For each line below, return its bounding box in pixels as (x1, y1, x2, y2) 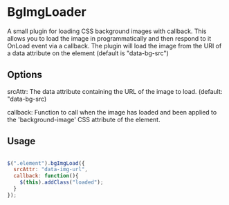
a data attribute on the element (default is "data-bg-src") (7, 49, 170, 57)
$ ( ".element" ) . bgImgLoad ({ (7, 159, 85, 166)
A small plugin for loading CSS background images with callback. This (7, 27, 207, 35)
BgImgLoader (7, 4, 86, 20)
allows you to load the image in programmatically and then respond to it (7, 34, 212, 42)
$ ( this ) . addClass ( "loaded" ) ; (19, 179, 104, 186)
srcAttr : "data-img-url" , (13, 166, 89, 173)
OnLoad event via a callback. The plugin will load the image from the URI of (7, 41, 222, 50)
